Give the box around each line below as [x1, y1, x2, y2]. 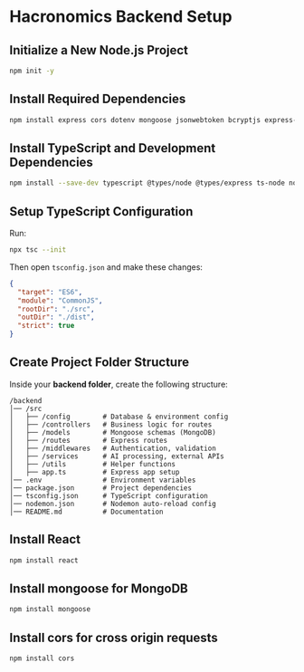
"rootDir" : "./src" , [17, 304, 95, 313]
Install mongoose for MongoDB [9, 581, 188, 596]
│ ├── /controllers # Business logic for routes [9, 419, 213, 429]
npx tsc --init [9, 245, 67, 254]
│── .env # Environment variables [9, 475, 196, 485]
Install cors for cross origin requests [9, 629, 219, 645]
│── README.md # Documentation [9, 507, 165, 516]
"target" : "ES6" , [17, 287, 83, 296]
